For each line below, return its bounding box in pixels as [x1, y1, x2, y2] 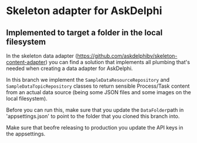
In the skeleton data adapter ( [6, 52, 78, 59]
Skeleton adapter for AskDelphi [6, 4, 163, 18]
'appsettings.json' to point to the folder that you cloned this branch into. [6, 113, 180, 119]
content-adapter [6, 59, 46, 65]
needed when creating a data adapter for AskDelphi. [6, 65, 133, 72]
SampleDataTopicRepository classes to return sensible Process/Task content [6, 82, 190, 89]
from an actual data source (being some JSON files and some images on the [6, 89, 191, 95]
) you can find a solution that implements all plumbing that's [45, 59, 190, 65]
